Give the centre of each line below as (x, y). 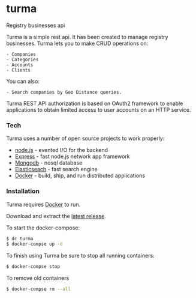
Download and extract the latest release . (56, 216)
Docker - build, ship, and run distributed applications (80, 175)
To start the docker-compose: (43, 228)
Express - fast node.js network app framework (72, 157)
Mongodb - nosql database (49, 163)
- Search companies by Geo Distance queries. (64, 92)
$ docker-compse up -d (34, 244)
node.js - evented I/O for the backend (61, 150)
